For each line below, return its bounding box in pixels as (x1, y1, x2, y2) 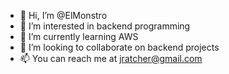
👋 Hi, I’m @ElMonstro (19, 10, 108, 21)
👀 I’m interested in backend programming (19, 20, 191, 32)
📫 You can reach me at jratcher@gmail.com (19, 53, 203, 64)
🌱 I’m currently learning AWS (19, 31, 139, 42)
